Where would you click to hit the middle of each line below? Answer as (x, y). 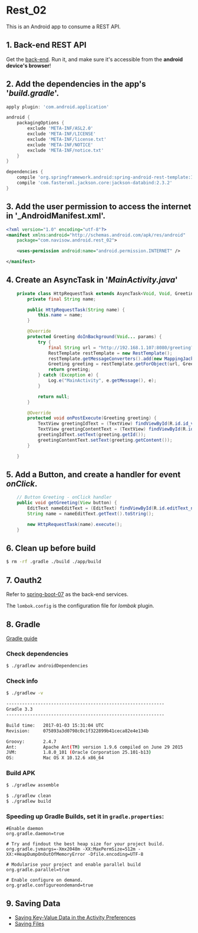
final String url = (72, 348)
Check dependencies (37, 653)
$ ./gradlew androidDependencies (47, 666)
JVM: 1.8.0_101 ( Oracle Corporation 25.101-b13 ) (79, 752)
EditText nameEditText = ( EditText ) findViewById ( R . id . (97, 508)
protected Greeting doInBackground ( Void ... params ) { (95, 337)
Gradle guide (22, 638)
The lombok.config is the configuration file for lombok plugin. (80, 606)
